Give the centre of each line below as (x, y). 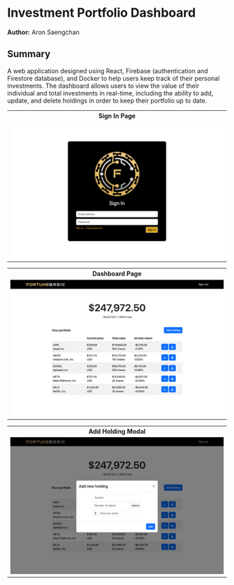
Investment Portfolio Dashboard (102, 13)
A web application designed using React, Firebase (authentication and (108, 70)
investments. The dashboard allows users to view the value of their (103, 86)
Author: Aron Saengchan (44, 32)
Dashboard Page (117, 274)
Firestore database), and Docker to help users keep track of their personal (114, 78)
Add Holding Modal (117, 432)
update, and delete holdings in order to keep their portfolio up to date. (107, 100)
